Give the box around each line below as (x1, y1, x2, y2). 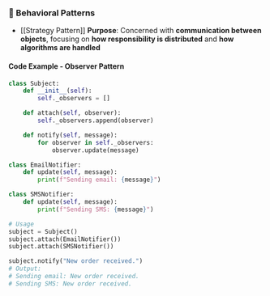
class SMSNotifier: (8, 190, 75, 199)
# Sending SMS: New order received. (8, 279, 132, 288)
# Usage (8, 220, 35, 228)
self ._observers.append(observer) (37, 116, 154, 125)
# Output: (8, 264, 42, 273)
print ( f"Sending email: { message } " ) (37, 175, 161, 184)
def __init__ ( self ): (23, 87, 92, 95)
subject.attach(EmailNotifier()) (8, 235, 122, 243)
